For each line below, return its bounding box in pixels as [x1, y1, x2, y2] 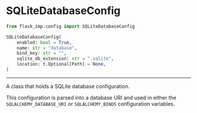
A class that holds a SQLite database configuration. [6, 83, 130, 90]
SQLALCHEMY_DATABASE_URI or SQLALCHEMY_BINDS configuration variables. [6, 100, 175, 107]
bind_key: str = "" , [16, 50, 67, 56]
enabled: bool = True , [16, 39, 72, 45]
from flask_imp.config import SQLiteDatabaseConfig [6, 23, 135, 29]
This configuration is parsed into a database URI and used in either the [6, 94, 177, 101]
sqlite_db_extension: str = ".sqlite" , [16, 56, 114, 62]
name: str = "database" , [16, 45, 77, 51]
